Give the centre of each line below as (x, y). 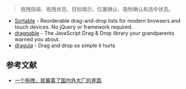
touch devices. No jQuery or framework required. (73, 27)
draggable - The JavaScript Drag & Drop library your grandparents (94, 33)
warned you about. (37, 39)
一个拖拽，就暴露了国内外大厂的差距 (58, 80)
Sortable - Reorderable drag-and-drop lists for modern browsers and (97, 21)
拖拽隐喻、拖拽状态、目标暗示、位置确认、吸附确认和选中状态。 (97, 9)
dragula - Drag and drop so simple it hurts (65, 45)
